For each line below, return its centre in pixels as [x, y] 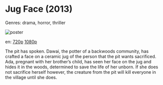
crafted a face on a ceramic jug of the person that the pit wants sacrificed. [81, 56]
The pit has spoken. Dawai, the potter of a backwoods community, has [77, 51]
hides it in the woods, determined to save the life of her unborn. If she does [82, 67]
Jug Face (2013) [39, 9]
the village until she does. [31, 77]
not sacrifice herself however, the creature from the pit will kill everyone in [81, 72]
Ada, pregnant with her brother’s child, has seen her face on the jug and [78, 61]
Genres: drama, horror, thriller [35, 23]
